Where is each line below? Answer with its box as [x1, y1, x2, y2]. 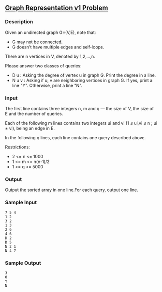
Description [5, 18, 33, 25]
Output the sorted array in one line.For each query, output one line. [5, 187, 139, 193]
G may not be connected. [12, 39, 63, 45]
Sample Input [5, 199, 37, 206]
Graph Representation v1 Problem [5, 4, 108, 12]
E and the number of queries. [5, 111, 63, 116]
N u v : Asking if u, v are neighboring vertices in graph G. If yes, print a [12, 77, 153, 83]
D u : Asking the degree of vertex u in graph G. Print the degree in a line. [12, 72, 156, 78]
